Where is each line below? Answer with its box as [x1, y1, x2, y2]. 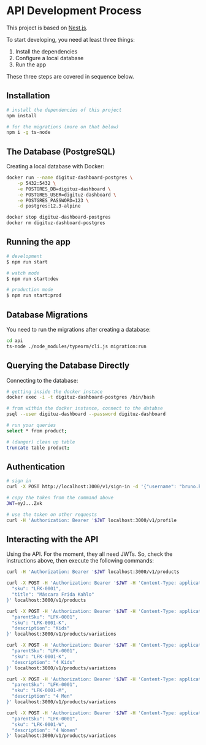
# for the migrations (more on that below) [6, 123, 120, 130]
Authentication [6, 461, 66, 472]
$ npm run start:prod [6, 292, 62, 298]
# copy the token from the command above [6, 495, 114, 501]
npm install [6, 112, 37, 119]
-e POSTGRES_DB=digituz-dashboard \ [17, 185, 112, 192]
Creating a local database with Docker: [6, 163, 105, 170]
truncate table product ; [6, 445, 70, 451]
